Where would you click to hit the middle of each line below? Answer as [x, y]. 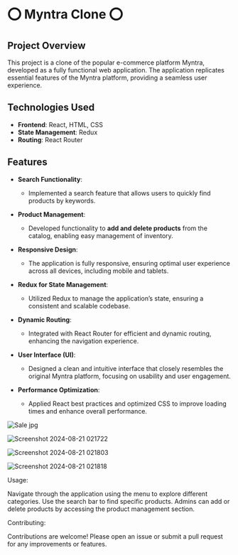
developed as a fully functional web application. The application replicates [116, 70]
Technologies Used [51, 108]
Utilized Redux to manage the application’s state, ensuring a [116, 298]
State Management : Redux [58, 132]
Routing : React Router [50, 139]
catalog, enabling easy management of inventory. [101, 235]
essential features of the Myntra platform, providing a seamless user [107, 77]
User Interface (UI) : [47, 355]
